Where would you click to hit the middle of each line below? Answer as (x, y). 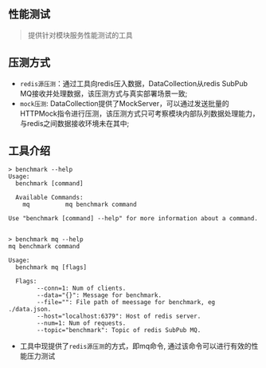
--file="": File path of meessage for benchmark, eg (126, 303)
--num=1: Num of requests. (82, 323)
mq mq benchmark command (80, 205)
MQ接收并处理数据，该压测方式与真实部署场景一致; (104, 93)
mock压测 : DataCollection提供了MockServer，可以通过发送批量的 (124, 103)
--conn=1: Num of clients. (82, 289)
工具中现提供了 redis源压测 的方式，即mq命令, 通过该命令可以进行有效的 (136, 346)
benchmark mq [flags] (51, 267)
